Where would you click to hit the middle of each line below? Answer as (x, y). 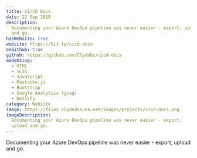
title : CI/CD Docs (28, 11)
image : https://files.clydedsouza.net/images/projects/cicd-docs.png (93, 109)
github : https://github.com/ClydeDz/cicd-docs (64, 55)
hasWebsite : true (27, 39)
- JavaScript (27, 77)
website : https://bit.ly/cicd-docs (50, 44)
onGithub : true (25, 50)
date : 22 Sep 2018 (28, 17)
